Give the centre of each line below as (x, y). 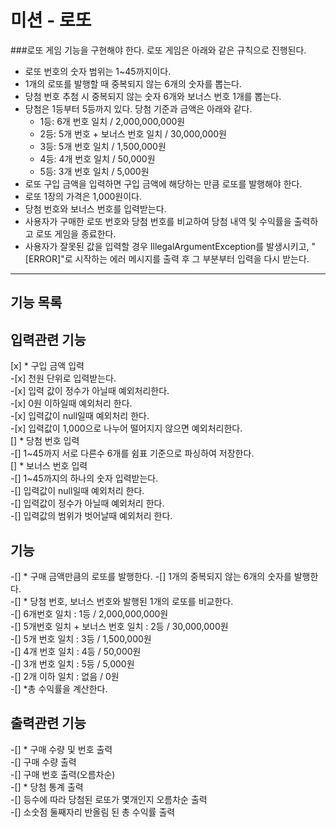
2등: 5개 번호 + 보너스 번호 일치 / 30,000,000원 (133, 133)
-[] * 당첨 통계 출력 (47, 787)
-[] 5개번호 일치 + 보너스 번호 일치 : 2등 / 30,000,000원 (119, 626)
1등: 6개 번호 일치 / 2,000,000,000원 (112, 121)
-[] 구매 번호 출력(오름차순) (63, 774)
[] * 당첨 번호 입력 (45, 441)
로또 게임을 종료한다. (76, 233)
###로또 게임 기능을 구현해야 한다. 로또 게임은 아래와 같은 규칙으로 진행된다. (158, 50)
